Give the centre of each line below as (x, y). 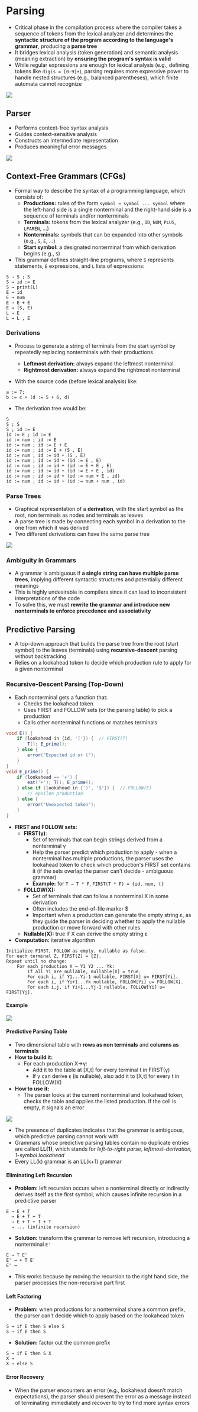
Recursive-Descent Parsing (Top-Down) (65, 684)
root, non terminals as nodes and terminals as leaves (79, 515)
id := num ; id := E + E (37, 445)
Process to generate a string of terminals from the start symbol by (95, 346)
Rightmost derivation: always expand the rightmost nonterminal (102, 370)
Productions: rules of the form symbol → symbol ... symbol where (104, 203)
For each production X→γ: (55, 1063)
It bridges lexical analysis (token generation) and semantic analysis (96, 52)
